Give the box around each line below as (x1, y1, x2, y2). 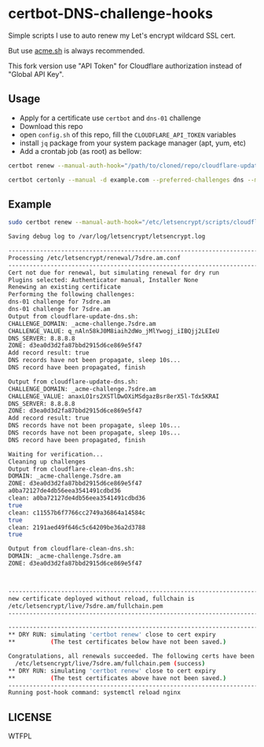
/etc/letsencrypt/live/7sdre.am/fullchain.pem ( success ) (15, 659, 206, 668)
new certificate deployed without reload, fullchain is (8, 595, 195, 602)
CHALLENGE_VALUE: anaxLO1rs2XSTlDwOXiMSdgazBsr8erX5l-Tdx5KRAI (8, 392, 220, 401)
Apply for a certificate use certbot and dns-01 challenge (19, 113, 202, 123)
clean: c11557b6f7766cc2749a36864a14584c (8, 508, 146, 517)
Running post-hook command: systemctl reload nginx (8, 689, 181, 697)
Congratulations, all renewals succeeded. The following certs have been (8, 653, 255, 661)
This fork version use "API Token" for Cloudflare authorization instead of (8, 60, 242, 71)
